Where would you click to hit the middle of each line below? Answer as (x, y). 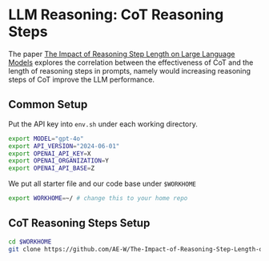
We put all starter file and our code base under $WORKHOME (102, 184)
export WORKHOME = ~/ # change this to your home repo (98, 199)
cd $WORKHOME (30, 242)
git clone (25, 249)
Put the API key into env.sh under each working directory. (103, 124)
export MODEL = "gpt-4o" (46, 139)
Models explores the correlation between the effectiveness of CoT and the (131, 62)
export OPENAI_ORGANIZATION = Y (59, 161)
